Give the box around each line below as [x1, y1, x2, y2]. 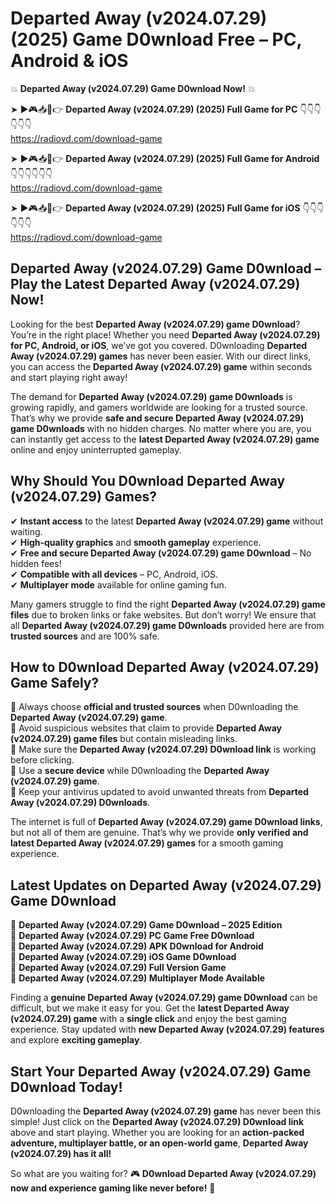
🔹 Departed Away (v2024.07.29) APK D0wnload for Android [10, 940, 264, 952]
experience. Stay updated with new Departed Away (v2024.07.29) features [10, 1023, 325, 1036]
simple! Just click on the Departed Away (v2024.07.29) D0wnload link [10, 1116, 305, 1127]
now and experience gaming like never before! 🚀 [10, 1182, 216, 1194]
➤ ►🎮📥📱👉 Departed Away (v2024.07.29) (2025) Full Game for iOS [10, 202, 301, 214]
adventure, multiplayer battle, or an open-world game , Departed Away [10, 1137, 309, 1149]
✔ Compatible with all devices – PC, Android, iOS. [10, 568, 219, 580]
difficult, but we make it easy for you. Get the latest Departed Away [10, 1002, 290, 1014]
